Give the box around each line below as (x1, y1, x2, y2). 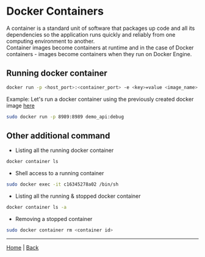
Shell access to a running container (15, 170, 104, 177)
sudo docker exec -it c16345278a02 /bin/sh (6, 181, 119, 187)
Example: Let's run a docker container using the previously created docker (6, 95, 194, 103)
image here (6, 102, 35, 109)
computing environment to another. (6, 37, 95, 45)
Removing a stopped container (15, 215, 93, 222)
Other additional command (6, 130, 110, 141)
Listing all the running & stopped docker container (15, 192, 142, 200)
